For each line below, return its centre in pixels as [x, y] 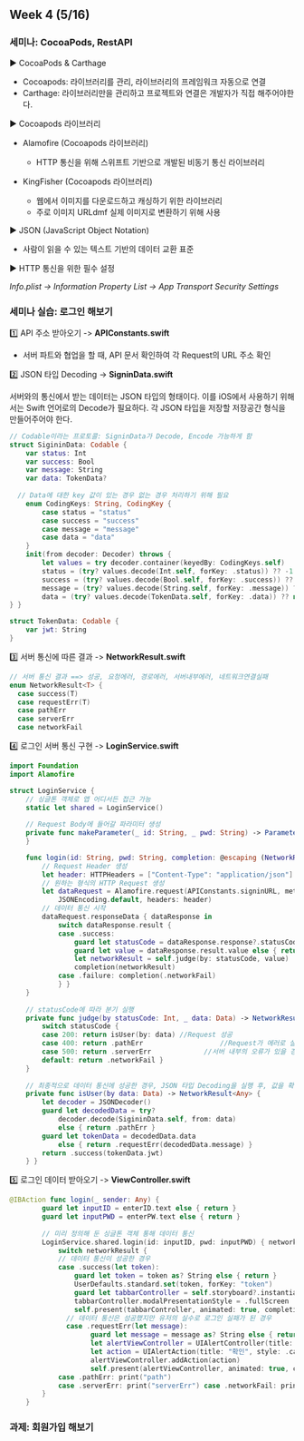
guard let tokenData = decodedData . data [119, 1136]
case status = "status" [86, 512]
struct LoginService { [52, 790]
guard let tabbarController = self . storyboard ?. [167, 1292]
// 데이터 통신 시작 [74, 908]
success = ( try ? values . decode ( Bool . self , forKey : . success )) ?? [168, 580]
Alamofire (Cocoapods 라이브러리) [85, 142]
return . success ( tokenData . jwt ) [103, 1153]
